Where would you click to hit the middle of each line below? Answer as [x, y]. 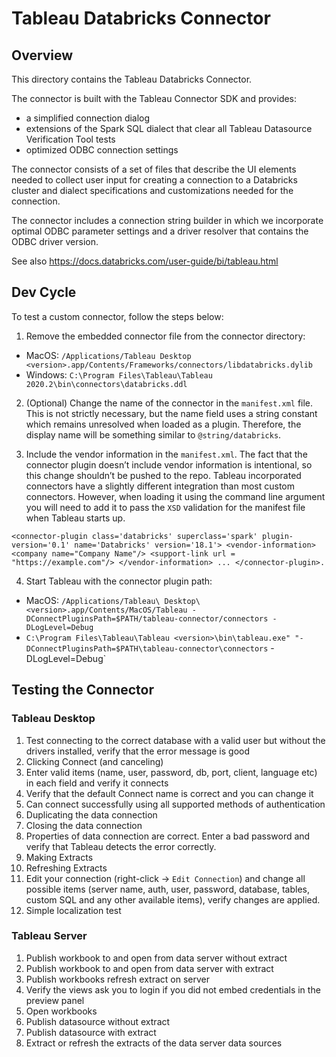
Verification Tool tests [70, 139]
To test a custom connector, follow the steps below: [117, 316]
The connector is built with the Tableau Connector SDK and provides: [154, 98]
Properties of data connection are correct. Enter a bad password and [168, 836]
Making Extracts [59, 857]
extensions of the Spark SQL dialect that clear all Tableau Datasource [169, 128]
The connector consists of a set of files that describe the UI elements [154, 169]
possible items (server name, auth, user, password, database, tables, [168, 889]
